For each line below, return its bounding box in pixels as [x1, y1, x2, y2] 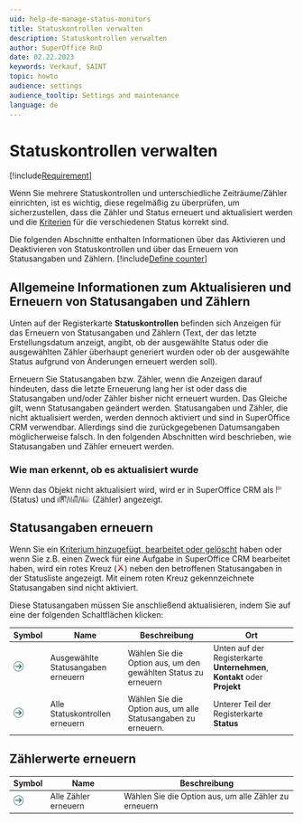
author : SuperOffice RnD [9, 43, 103, 52]
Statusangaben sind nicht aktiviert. [9, 582, 139, 593]
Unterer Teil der [213, 698, 271, 709]
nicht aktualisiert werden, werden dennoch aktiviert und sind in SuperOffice [9, 412, 290, 423]
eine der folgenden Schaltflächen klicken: [9, 610, 164, 620]
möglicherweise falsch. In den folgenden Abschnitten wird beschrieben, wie [9, 431, 292, 442]
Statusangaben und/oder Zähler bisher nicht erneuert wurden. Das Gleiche [9, 393, 288, 404]
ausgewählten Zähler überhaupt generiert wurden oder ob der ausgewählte [9, 346, 290, 357]
